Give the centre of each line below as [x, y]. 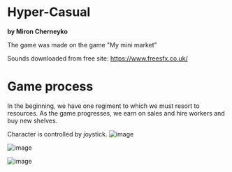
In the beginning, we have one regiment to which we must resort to [104, 106]
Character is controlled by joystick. [57, 134]
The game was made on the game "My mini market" [82, 45]
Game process [50, 87]
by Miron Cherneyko [38, 31]
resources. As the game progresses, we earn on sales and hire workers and [116, 113]
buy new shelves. [32, 120]
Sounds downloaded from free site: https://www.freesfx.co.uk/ [98, 58]
